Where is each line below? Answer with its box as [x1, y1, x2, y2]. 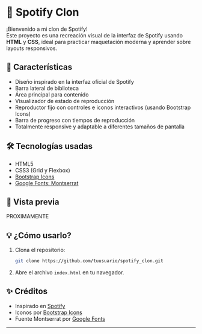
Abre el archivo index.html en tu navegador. [14, 269, 124, 276]
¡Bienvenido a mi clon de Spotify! [6, 25, 88, 33]
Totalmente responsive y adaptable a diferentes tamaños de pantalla [14, 123, 185, 130]
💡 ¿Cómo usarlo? [6, 230, 72, 241]
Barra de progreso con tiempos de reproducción [14, 116, 135, 124]
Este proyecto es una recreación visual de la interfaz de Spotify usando [6, 31, 183, 39]
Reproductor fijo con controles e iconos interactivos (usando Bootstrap [14, 104, 191, 111]
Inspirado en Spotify [14, 302, 66, 309]
